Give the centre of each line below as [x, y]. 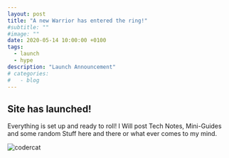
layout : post [27, 14]
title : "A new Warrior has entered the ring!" [78, 21]
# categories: [28, 73]
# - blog [23, 80]
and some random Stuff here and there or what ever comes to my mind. [112, 134]
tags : [15, 47]
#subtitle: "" [28, 27]
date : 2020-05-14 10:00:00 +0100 [57, 41]
